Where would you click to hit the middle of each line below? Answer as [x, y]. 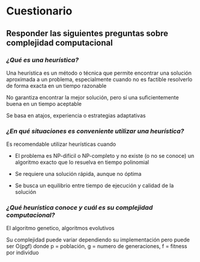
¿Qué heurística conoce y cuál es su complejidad [80, 208]
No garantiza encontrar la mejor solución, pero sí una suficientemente [92, 97]
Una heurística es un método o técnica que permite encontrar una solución [99, 73]
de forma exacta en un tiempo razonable [56, 86]
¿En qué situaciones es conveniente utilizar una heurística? [95, 131]
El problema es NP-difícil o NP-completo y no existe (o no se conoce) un [105, 156]
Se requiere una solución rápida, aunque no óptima [78, 174]
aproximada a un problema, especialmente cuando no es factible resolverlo [99, 79]
